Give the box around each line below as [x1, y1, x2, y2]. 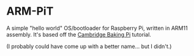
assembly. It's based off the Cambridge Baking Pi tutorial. [6, 30, 152, 38]
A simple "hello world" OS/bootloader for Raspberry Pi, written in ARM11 [6, 24, 188, 32]
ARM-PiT [6, 4, 54, 18]
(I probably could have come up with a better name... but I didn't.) [6, 43, 172, 50]
